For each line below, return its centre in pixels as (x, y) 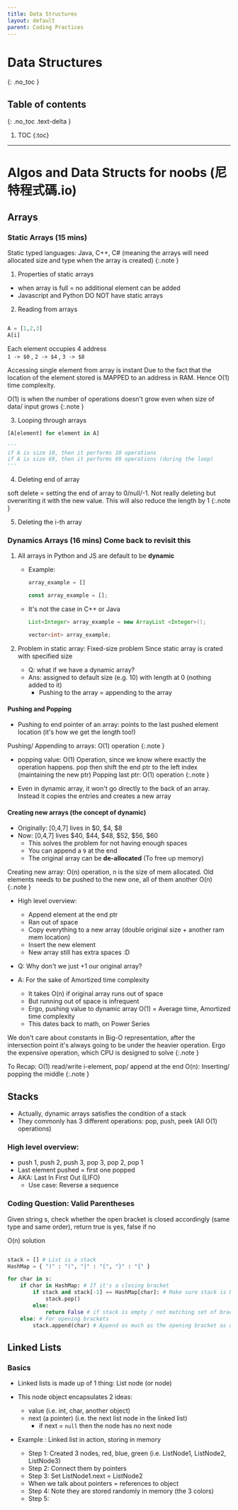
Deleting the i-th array (50, 522)
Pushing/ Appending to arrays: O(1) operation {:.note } (86, 746)
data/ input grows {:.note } (46, 406)
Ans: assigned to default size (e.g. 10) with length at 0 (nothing (119, 677)
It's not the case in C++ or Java (74, 609)
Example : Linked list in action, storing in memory (89, 1440)
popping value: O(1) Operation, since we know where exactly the (112, 760)
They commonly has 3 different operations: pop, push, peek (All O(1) (118, 1121)
